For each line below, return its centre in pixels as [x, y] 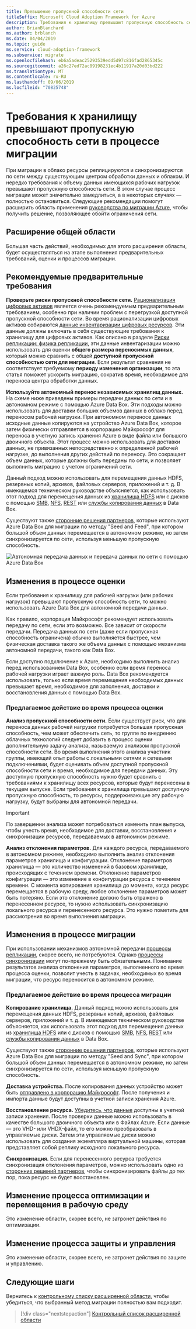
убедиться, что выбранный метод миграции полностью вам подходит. [94, 1303]
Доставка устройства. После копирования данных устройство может [94, 1086]
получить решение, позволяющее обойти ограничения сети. [82, 214]
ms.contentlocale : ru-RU [36, 77]
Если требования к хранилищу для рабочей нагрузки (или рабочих [90, 595]
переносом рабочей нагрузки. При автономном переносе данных [89, 417]
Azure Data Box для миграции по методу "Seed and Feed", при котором [95, 526]
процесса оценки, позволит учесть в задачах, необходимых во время [94, 973]
